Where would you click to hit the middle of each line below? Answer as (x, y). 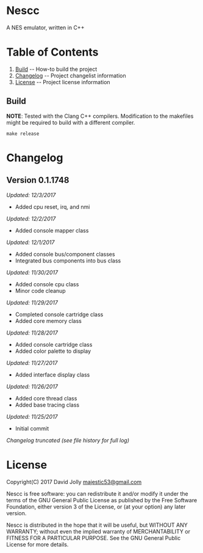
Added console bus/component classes (65, 254)
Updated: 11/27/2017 (32, 363)
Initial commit (32, 428)
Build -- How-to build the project (56, 69)
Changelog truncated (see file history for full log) (68, 440)
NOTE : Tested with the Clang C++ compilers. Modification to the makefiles (100, 116)
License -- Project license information (63, 82)
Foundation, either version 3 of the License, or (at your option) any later (96, 507)
